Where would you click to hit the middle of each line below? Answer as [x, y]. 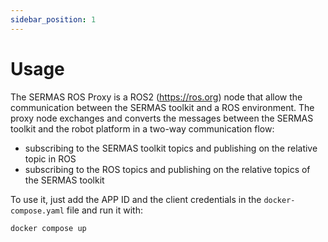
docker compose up [48, 228]
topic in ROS [50, 158]
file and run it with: [104, 210]
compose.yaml [37, 211]
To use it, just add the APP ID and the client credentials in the [136, 199]
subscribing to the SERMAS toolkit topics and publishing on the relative [171, 148]
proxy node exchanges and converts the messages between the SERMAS [162, 118]
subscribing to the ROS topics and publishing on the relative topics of [167, 169]
